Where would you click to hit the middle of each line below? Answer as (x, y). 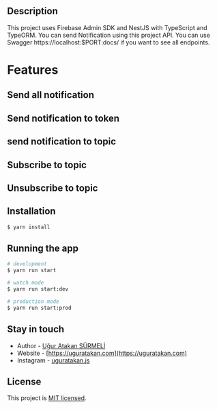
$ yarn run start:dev (38, 289)
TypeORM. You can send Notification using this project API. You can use (108, 35)
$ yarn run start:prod (39, 308)
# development (27, 264)
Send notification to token (63, 118)
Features (33, 70)
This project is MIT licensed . (47, 398)
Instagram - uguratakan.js (53, 360)
